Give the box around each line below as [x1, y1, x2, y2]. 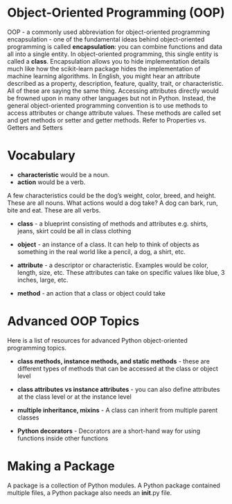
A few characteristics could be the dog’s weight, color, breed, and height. [7, 191, 216, 199]
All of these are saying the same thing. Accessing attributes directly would [7, 87, 220, 95]
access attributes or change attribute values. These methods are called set [7, 109, 222, 117]
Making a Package [7, 458, 116, 474]
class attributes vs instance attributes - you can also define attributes [17, 385, 220, 393]
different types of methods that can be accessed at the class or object [17, 364, 218, 372]
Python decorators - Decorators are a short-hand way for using [17, 426, 201, 435]
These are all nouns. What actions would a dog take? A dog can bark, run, [7, 199, 218, 207]
